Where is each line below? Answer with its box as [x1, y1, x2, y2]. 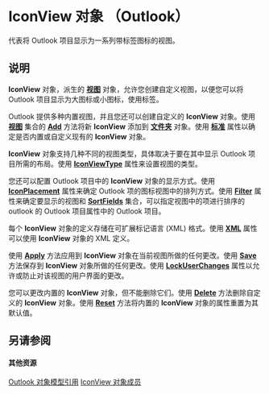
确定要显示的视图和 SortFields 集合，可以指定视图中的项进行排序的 [22, 196, 246, 205]
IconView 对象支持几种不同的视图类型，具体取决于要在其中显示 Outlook [8, 148, 247, 158]
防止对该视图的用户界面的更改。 [22, 271, 129, 280]
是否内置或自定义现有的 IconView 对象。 [14, 131, 151, 141]
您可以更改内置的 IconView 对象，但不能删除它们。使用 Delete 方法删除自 [8, 288, 254, 297]
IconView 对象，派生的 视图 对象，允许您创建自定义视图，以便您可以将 [8, 84, 244, 93]
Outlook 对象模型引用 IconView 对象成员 [8, 377, 142, 387]
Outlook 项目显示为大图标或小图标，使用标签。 [8, 94, 163, 104]
